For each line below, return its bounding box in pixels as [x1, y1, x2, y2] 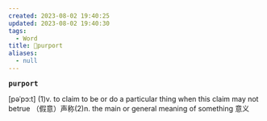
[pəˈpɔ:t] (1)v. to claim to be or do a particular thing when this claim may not [8, 94, 259, 103]
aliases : [8, 49, 38, 57]
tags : [8, 27, 27, 35]
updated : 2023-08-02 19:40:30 [8, 19, 111, 27]
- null [15, 57, 38, 65]
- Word [15, 34, 38, 43]
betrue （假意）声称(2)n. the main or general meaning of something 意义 [8, 103, 250, 113]
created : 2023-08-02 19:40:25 [8, 11, 111, 20]
